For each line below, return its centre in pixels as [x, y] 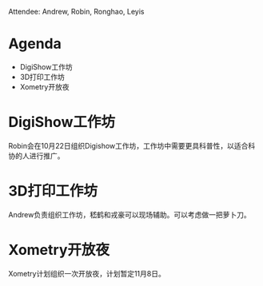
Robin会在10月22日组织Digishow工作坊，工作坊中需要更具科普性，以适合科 [132, 145]
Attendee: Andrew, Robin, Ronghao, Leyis [76, 12]
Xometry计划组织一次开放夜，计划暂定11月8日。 [87, 273]
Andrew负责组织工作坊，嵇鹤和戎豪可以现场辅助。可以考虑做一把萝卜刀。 [130, 214]
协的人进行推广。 [36, 156]
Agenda [35, 44]
